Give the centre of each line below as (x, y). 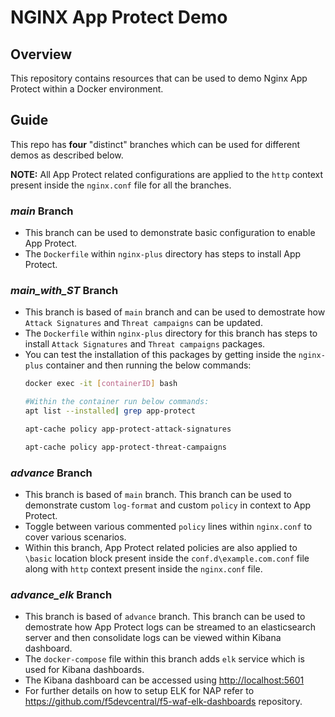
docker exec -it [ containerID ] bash (101, 384)
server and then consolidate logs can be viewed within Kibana (153, 638)
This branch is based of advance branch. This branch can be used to (165, 617)
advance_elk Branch (61, 594)
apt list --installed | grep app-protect (110, 411)
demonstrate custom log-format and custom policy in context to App (168, 505)
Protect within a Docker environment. (87, 89)
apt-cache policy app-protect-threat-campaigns (125, 447)
